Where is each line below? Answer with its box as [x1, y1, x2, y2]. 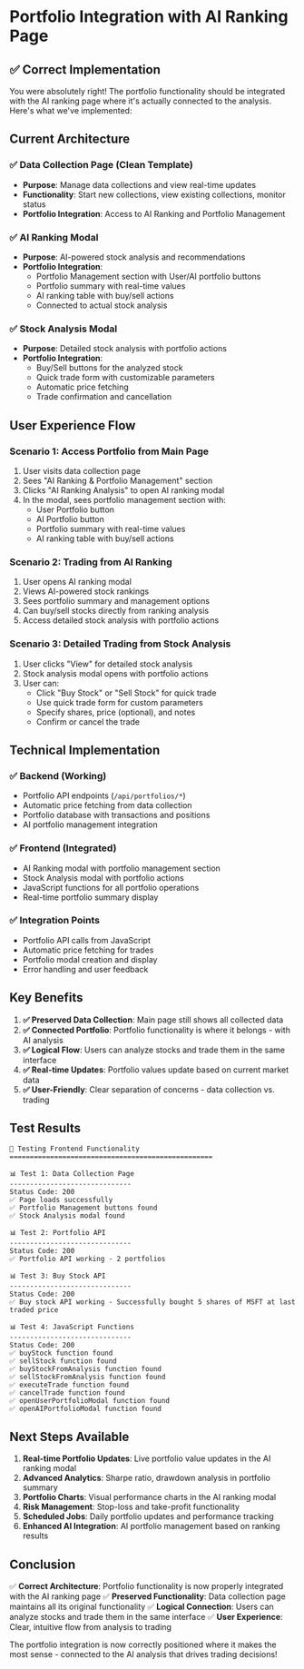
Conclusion [9, 1556, 76, 1572]
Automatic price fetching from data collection [22, 800, 192, 811]
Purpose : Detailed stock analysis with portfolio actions [22, 343, 227, 354]
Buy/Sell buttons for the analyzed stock [35, 362, 183, 373]
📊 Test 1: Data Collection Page [9, 1170, 134, 1179]
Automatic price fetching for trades [22, 944, 154, 955]
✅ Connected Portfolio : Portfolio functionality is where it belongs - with [22, 1024, 290, 1035]
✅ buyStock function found [9, 1348, 113, 1358]
